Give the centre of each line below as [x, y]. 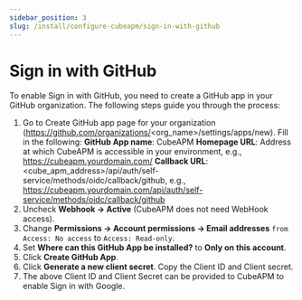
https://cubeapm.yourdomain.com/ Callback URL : [115, 161]
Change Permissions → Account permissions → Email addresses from [155, 229]
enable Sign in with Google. [73, 286]
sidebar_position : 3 [48, 18]
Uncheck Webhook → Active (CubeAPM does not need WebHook [145, 210]
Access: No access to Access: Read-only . [98, 238]
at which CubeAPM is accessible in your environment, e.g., [132, 152]
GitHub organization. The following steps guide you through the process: [145, 106]
